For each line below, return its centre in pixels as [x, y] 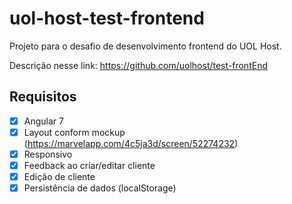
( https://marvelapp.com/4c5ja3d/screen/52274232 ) [131, 143]
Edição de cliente [59, 176]
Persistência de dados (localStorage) [100, 188]
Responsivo [48, 154]
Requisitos [43, 97]
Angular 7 [43, 121]
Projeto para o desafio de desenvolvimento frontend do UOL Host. [145, 46]
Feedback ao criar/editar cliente [89, 165]
